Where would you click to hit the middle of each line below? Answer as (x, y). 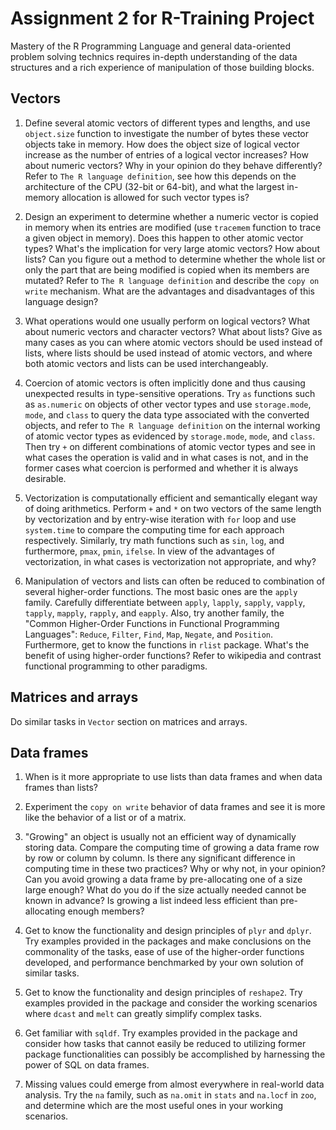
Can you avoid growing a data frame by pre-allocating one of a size (163, 879)
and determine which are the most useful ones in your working (154, 1106)
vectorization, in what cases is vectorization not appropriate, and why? (170, 561)
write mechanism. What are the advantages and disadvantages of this (169, 291)
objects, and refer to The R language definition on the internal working (172, 425)
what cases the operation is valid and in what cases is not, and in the (166, 457)
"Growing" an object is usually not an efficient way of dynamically (160, 837)
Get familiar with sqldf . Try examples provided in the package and (161, 1033)
